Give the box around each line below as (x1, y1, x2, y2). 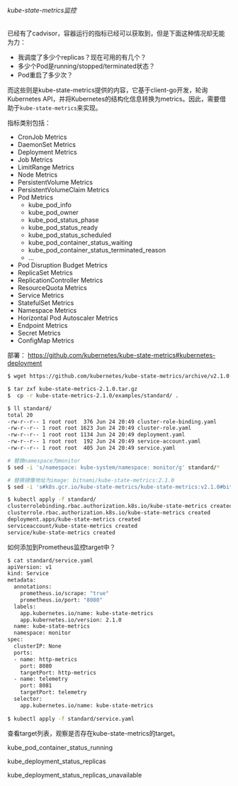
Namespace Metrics (17, 306, 77, 315)
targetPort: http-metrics (20, 669, 97, 676)
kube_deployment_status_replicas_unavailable (7, 770, 142, 779)
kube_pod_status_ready (28, 223, 98, 232)
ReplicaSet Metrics (17, 269, 73, 277)
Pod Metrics (17, 193, 54, 201)
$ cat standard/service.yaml (7, 557, 93, 564)
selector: (13, 695, 42, 703)
